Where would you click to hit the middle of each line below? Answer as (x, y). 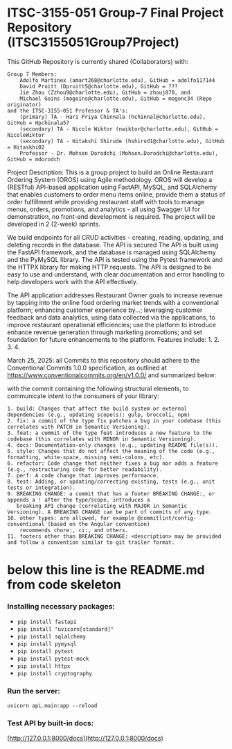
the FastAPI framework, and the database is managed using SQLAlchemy (111, 252)
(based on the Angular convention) (99, 524)
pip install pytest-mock (53, 659)
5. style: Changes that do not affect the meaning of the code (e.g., (111, 451)
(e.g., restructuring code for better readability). (85, 469)
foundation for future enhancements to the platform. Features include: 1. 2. (114, 339)
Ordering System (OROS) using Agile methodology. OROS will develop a (110, 179)
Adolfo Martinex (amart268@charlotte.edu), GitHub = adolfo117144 (117, 80)
